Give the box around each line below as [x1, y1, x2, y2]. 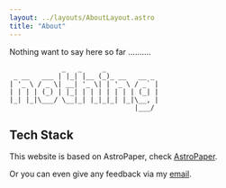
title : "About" [9, 22, 67, 31]
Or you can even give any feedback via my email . [9, 168, 192, 180]
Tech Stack [9, 127, 74, 142]
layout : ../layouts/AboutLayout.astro [9, 13, 155, 22]
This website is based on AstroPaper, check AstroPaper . [9, 151, 218, 162]
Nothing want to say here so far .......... [9, 46, 151, 57]
